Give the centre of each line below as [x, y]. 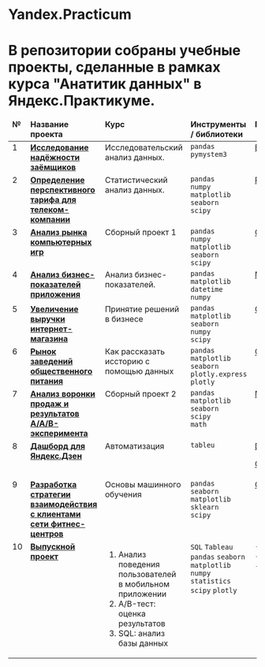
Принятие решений [142, 309]
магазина [49, 339]
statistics [211, 581]
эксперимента [59, 434]
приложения [55, 295]
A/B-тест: [137, 604]
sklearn [205, 507]
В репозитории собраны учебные [125, 51]
